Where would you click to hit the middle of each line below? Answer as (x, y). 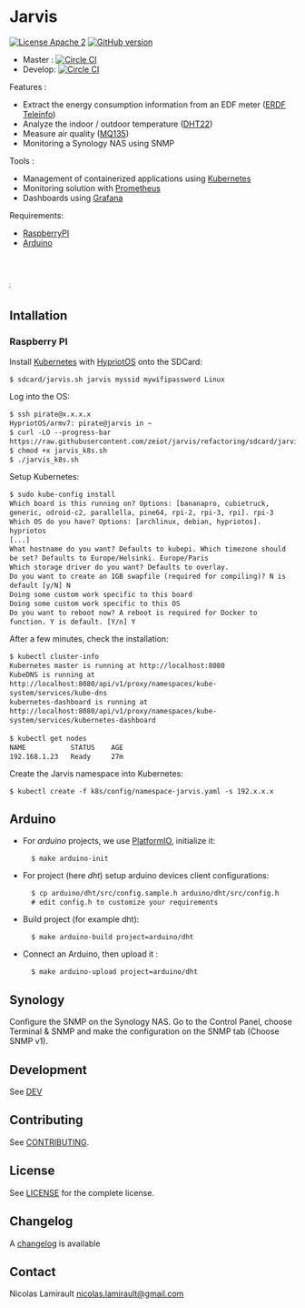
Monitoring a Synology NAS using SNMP (98, 143)
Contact (33, 1272)
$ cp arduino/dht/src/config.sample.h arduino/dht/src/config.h (155, 894)
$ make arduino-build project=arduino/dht (113, 938)
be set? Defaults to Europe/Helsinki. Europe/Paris (109, 558)
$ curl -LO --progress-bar (60, 432)
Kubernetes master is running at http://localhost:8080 (117, 665)
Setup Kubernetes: (44, 476)
